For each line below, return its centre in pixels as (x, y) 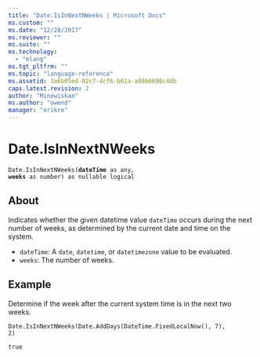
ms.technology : (33, 52)
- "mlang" (31, 60)
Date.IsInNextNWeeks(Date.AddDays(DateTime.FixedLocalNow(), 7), (117, 326)
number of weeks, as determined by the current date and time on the (119, 228)
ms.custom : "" (31, 23)
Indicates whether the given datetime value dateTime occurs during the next (130, 220)
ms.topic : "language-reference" (61, 74)
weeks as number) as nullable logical (71, 177)
